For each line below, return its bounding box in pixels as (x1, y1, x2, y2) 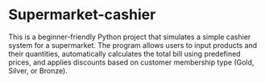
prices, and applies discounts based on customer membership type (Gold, (8, 57, 255, 67)
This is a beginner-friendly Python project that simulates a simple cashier (8, 32, 251, 41)
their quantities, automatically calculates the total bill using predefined (8, 49, 241, 58)
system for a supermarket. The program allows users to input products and (8, 40, 258, 49)
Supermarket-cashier (8, 6, 156, 24)
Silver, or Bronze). (8, 65, 68, 75)
